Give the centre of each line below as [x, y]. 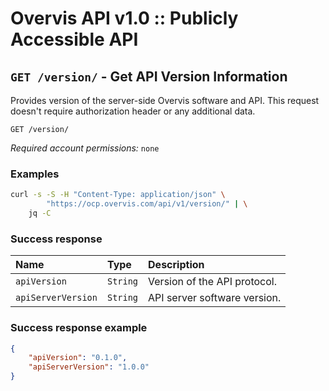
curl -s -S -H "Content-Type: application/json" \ [118, 195]
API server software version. [215, 298]
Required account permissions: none [85, 148]
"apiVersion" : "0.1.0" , [78, 358]
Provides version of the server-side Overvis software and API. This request [165, 100]
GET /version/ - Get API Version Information [149, 76]
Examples [35, 174]
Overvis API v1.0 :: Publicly [124, 18]
